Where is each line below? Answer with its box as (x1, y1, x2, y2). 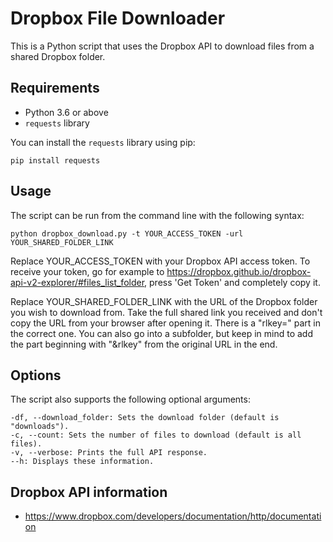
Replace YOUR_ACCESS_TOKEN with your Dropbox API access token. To (10, 255, 311, 267)
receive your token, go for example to (10, 265, 165, 277)
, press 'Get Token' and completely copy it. (144, 276, 321, 288)
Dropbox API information (10, 483, 168, 501)
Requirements (10, 80, 100, 97)
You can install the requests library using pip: (10, 136, 196, 148)
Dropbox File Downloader (10, 7, 226, 30)
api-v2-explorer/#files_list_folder (10, 276, 145, 288)
